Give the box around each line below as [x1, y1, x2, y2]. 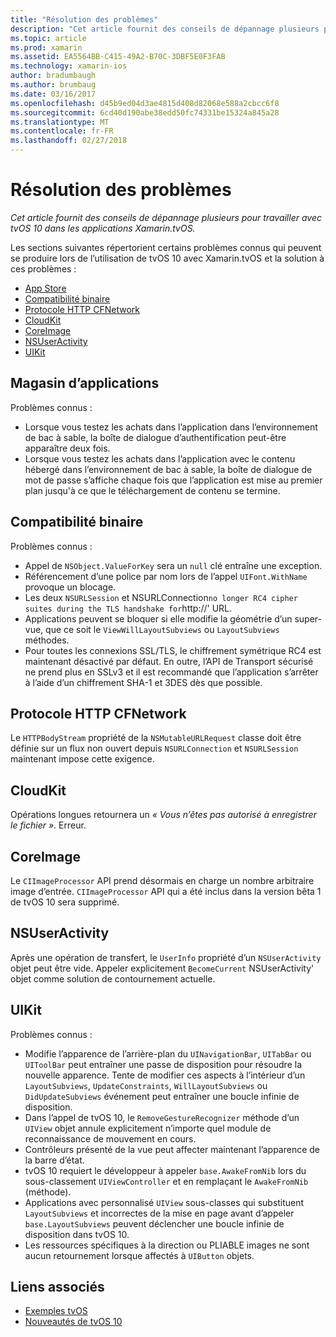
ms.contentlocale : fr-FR [10, 126, 114, 136]
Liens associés [10, 1279, 105, 1296]
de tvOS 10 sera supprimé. [10, 896, 120, 908]
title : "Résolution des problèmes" [10, 14, 159, 25]
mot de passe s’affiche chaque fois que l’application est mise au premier [24, 474, 323, 486]
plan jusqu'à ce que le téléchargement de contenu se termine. [24, 484, 281, 496]
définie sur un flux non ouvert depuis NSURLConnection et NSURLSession [10, 742, 299, 755]
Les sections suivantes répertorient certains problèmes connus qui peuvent [10, 241, 322, 253]
